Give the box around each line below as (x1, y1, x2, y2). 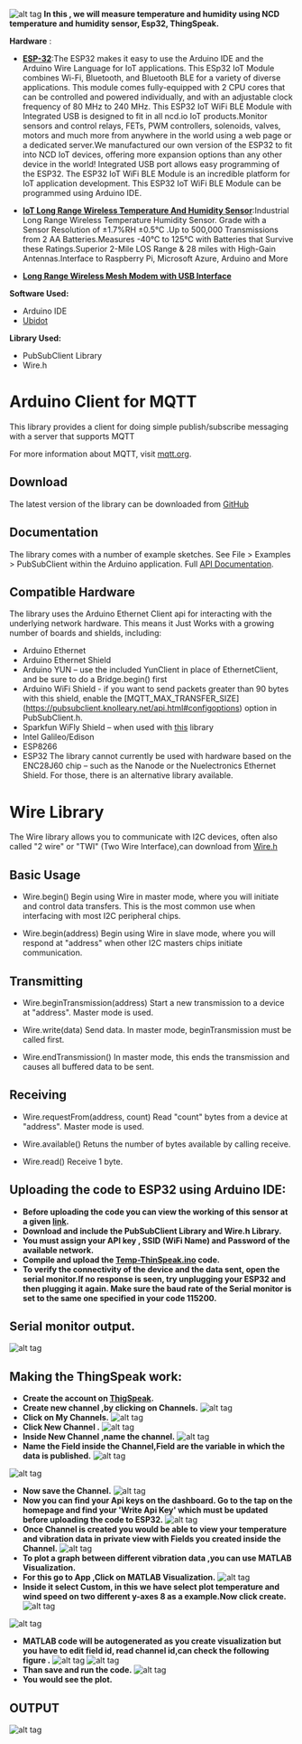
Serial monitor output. (9, 1318, 135, 1334)
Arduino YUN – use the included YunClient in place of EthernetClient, (22, 664, 279, 675)
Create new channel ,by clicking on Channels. (22, 1402, 198, 1413)
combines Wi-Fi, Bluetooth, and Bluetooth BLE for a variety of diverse (22, 72, 281, 83)
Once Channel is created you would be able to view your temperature (22, 1524, 287, 1535)
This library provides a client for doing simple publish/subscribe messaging (9, 421, 288, 432)
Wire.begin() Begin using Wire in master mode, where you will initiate (22, 891, 279, 903)
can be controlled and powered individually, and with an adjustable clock (22, 91, 293, 102)
